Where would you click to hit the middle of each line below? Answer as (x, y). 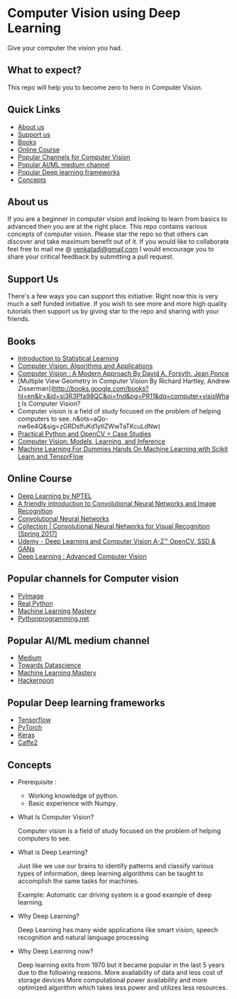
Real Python (35, 603)
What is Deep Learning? (53, 852)
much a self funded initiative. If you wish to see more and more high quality (117, 304)
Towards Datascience (49, 665)
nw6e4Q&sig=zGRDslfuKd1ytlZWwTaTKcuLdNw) (89, 426)
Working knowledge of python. (73, 796)
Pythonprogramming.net (53, 618)
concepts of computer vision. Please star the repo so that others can (108, 234)
